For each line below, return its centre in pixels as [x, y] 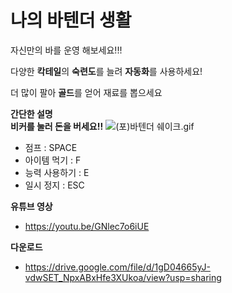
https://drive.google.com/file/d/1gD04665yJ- [117, 267]
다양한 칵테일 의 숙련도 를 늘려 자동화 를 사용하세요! [106, 71]
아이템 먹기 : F [53, 160]
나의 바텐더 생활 [71, 20]
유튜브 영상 [31, 206]
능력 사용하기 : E [57, 172]
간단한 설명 [31, 113]
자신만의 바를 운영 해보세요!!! [66, 50]
